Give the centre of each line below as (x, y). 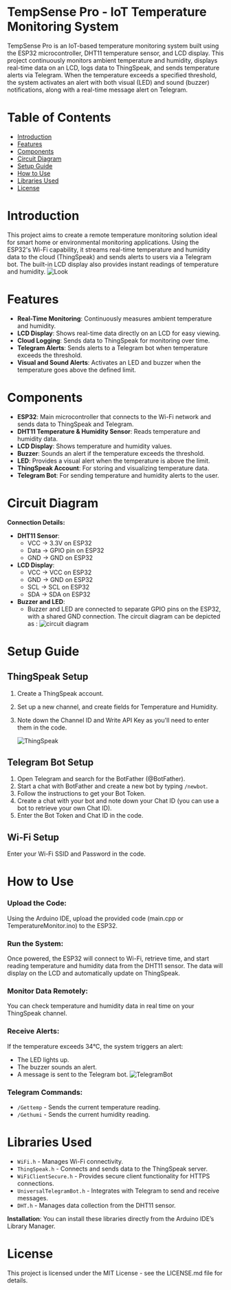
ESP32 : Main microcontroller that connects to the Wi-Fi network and (114, 416)
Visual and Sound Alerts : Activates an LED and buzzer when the (109, 362)
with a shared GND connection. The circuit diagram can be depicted (124, 616)
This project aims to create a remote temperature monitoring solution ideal (112, 234)
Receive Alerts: (33, 1031)
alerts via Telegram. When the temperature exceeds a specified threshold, (112, 75)
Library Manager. (32, 1226)
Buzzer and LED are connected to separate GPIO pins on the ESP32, (124, 609)
